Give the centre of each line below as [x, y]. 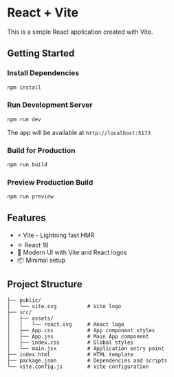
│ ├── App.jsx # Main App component [78, 336]
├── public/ [24, 300]
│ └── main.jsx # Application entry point [86, 348]
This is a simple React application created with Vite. [80, 32]
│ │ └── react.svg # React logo [66, 324]
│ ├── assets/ [30, 318]
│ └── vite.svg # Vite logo [64, 306]
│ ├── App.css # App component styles [81, 330]
